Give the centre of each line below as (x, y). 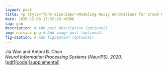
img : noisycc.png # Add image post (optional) (54, 33)
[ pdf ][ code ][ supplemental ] (32, 62)
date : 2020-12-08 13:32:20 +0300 (40, 19)
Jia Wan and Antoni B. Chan (34, 51)
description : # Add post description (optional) (56, 28)
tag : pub (14, 24)
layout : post (19, 10)
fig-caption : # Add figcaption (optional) (50, 38)
